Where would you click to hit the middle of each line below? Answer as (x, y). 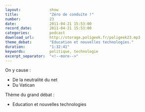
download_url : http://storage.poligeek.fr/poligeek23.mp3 (73, 38)
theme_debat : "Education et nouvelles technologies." (70, 42)
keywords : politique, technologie (52, 51)
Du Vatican (24, 85)
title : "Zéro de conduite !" (49, 14)
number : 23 (30, 19)
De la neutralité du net (35, 80)
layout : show (32, 10)
